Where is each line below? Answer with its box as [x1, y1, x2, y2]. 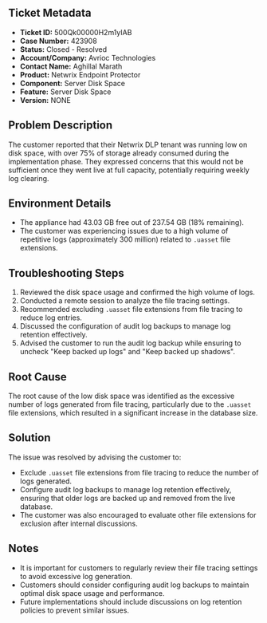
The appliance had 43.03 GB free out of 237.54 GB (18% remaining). [19, 218, 245, 227]
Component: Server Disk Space [19, 78, 126, 88]
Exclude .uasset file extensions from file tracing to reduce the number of [19, 467, 259, 477]
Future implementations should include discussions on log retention [19, 597, 242, 606]
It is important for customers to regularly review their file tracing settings [19, 562, 258, 573]
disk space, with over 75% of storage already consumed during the [8, 148, 230, 158]
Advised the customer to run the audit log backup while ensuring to [19, 338, 241, 348]
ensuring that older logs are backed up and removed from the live [19, 493, 236, 503]
